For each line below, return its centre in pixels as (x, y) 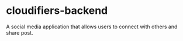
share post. (20, 32)
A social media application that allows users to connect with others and (92, 27)
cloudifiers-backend (57, 11)
